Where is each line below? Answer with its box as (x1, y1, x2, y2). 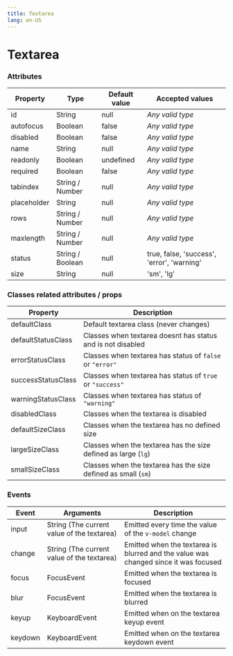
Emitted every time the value (124, 520, 217, 529)
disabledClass (10, 409, 57, 419)
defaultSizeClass (10, 425, 66, 435)
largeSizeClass (10, 445, 60, 454)
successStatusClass (10, 375, 77, 385)
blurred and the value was (124, 548, 209, 558)
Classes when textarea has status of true (83, 371, 218, 381)
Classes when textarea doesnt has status (83, 331, 217, 341)
